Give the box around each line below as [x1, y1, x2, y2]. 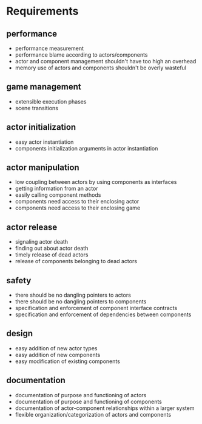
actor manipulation [6, 163, 80, 173]
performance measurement [15, 44, 84, 52]
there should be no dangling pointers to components [15, 298, 147, 305]
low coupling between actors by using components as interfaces [15, 178, 177, 186]
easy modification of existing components [15, 358, 120, 365]
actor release [6, 222, 58, 232]
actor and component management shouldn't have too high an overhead [15, 58, 197, 65]
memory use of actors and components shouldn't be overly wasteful [15, 64, 187, 71]
